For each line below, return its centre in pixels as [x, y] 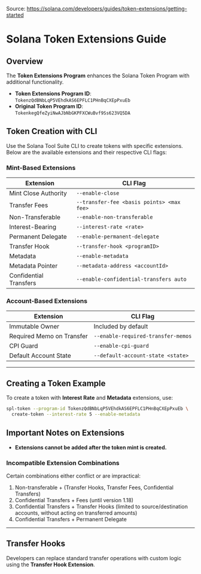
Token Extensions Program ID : [53, 93]
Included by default [121, 327]
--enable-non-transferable [115, 217]
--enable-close [98, 193]
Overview [25, 61]
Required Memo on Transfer [48, 336]
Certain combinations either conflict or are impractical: [73, 476]
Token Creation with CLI [52, 131]
